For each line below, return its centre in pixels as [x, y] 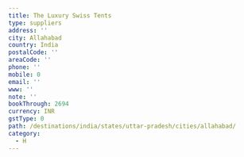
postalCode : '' [33, 52]
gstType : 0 [26, 119]
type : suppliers [35, 23]
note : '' [23, 97]
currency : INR [32, 112]
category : [25, 133]
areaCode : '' [30, 60]
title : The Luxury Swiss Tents [60, 15]
